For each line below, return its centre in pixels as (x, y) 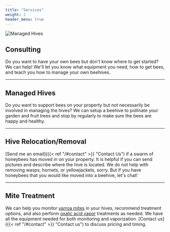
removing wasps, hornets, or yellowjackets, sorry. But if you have (73, 170)
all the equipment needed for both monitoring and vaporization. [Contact (81, 219)
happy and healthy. (25, 121)
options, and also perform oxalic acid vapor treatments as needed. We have (84, 213)
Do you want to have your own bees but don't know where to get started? (82, 62)
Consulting (23, 49)
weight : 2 (16, 15)
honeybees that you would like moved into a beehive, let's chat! (72, 175)
